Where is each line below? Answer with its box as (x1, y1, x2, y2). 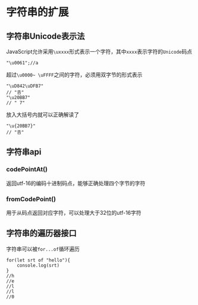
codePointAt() (6, 165, 48, 174)
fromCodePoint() (6, 195, 56, 203)
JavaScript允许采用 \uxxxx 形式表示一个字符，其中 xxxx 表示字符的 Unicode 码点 (6, 48, 192, 55)
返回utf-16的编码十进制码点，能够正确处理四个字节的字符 (6, 180, 146, 187)
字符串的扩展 (6, 5, 70, 19)
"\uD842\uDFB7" (6, 83, 44, 89)
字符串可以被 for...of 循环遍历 (6, 245, 80, 252)
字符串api (6, 147, 42, 157)
